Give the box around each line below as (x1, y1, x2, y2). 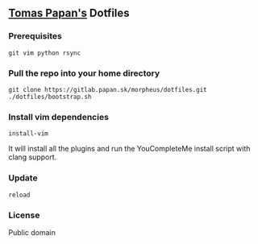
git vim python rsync (8, 48, 81, 57)
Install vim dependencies (8, 111, 109, 122)
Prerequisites (8, 31, 62, 42)
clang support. (8, 152, 57, 162)
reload (8, 191, 31, 199)
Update (8, 172, 38, 184)
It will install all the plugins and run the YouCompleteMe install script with (8, 144, 251, 154)
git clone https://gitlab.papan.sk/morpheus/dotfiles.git (8, 85, 207, 93)
